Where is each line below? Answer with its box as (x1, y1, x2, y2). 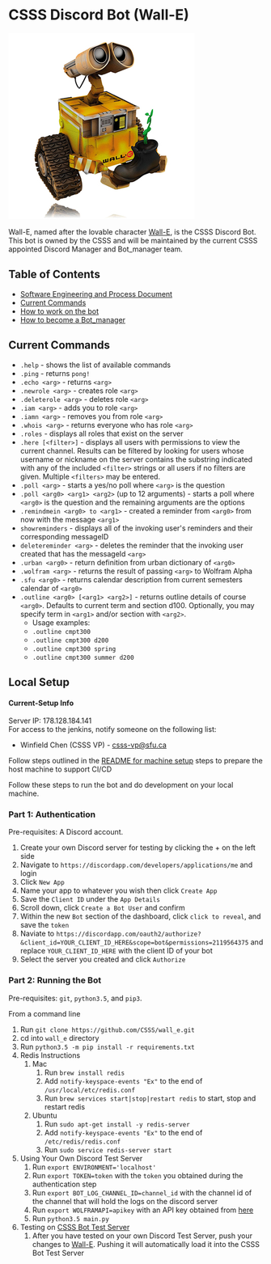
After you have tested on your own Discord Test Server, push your (32, 1231, 253, 1241)
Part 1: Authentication (8, 809, 96, 820)
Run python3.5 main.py (32, 1213, 109, 1223)
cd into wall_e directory (19, 1033, 100, 1042)
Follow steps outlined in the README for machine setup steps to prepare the (8, 756, 263, 766)
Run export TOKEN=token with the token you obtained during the (32, 1170, 243, 1180)
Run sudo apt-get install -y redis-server (44, 1118, 190, 1129)
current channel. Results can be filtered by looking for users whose (19, 446, 244, 455)
